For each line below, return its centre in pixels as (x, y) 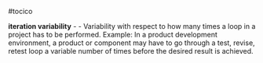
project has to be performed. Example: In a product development (113, 35)
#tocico (20, 11)
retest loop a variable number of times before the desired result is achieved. (131, 51)
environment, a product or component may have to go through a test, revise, (131, 43)
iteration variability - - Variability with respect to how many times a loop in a (132, 26)
